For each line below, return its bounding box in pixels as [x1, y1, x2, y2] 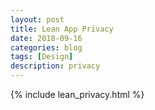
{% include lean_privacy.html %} [10, 89, 145, 100]
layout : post [10, 14, 65, 25]
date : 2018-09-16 [10, 33, 83, 43]
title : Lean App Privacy [10, 24, 114, 34]
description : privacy [10, 61, 101, 71]
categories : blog [10, 42, 83, 53]
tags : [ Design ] [10, 52, 74, 62]
